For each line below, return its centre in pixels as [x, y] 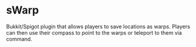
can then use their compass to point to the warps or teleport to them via [94, 32]
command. [19, 39]
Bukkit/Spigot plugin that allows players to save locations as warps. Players [98, 26]
